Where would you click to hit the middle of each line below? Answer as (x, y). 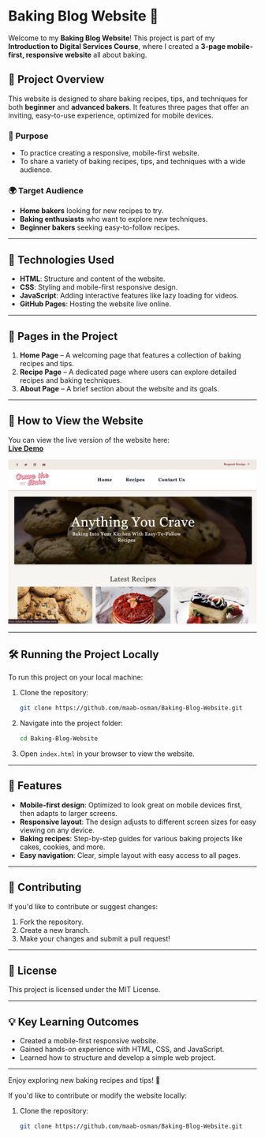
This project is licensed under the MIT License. (84, 990)
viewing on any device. (57, 830)
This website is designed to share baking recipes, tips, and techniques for (128, 99)
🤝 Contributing (45, 887)
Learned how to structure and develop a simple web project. (118, 1058)
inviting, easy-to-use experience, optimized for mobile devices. (111, 115)
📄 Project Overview (56, 79)
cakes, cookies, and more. (62, 847)
